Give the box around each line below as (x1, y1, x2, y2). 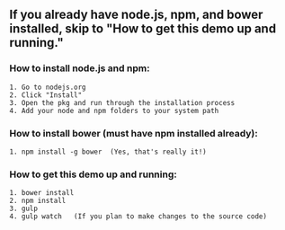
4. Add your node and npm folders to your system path (9, 106, 219, 115)
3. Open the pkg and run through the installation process (9, 98, 236, 107)
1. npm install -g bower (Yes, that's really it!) (9, 147, 207, 156)
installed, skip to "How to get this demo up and (9, 22, 277, 37)
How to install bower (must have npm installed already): (9, 127, 258, 139)
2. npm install (9, 197, 67, 206)
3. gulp (9, 204, 39, 214)
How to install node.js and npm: (9, 62, 150, 75)
